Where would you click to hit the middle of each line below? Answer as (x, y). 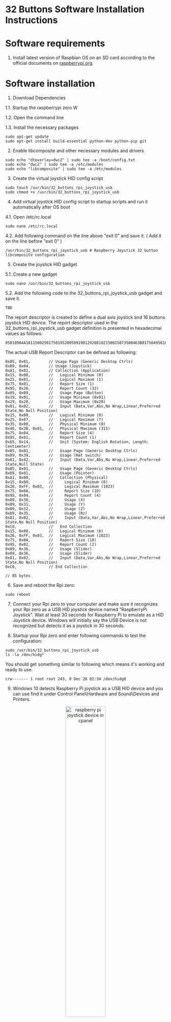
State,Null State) (25, 464)
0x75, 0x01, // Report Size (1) (50, 384)
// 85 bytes (18, 576)
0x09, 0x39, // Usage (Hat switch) (53, 455)
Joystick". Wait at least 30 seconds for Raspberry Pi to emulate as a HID (88, 615)
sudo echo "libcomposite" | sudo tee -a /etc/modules (64, 169)
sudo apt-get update (27, 137)
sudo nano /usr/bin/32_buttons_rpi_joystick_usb (58, 284)
